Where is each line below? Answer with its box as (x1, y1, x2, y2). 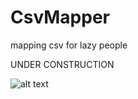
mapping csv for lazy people (10, 39, 128, 51)
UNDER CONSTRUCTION (10, 58, 115, 70)
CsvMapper (10, 6, 110, 29)
